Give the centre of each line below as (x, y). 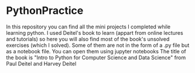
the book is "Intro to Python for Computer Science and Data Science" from (96, 57)
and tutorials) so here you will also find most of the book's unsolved (88, 39)
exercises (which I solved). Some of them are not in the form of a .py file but (98, 45)
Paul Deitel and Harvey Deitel (41, 63)
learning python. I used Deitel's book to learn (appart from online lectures (95, 32)
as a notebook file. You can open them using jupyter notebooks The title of (96, 51)
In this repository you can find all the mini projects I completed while (88, 27)
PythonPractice (45, 11)
